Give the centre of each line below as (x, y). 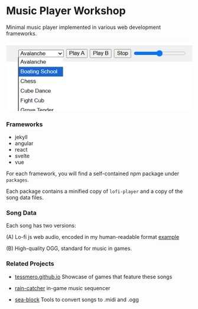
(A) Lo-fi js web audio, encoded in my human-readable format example (92, 237)
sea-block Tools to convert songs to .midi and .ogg (77, 300)
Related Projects (30, 264)
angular (24, 143)
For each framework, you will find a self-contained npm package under (92, 174)
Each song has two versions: (41, 226)
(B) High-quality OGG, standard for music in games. (69, 248)
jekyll (21, 137)
